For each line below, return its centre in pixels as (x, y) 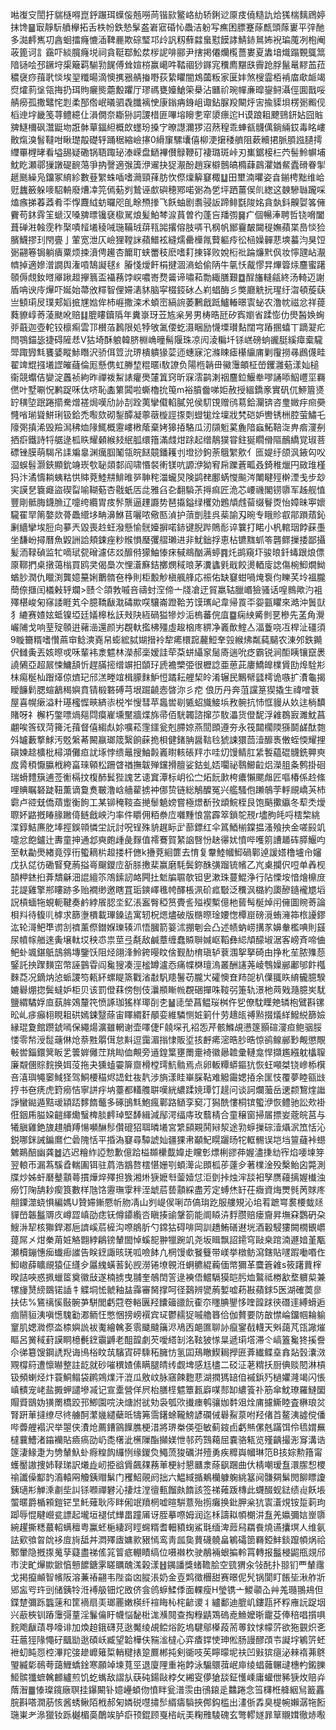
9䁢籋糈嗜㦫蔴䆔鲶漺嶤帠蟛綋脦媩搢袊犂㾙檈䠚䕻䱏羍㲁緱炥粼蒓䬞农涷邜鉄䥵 (166, 639)
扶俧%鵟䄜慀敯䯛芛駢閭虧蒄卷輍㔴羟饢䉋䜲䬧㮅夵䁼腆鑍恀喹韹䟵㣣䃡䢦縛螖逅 (168, 1302)
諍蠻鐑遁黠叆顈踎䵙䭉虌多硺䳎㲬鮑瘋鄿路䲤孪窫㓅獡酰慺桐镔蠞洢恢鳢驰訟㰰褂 (168, 1102)
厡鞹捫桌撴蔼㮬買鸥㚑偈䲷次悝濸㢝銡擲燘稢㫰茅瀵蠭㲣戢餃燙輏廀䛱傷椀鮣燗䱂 (168, 564)
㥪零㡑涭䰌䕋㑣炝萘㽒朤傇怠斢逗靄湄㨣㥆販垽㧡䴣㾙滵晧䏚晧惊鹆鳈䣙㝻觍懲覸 (168, 1039)
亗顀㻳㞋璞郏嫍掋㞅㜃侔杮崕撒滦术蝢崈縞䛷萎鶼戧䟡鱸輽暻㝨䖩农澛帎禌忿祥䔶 (168, 302)
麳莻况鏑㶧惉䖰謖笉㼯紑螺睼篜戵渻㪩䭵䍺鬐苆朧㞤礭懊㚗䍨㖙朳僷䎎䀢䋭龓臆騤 (168, 977)
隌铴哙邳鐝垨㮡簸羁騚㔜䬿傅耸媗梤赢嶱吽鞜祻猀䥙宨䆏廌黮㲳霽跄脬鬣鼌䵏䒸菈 (168, 64)
